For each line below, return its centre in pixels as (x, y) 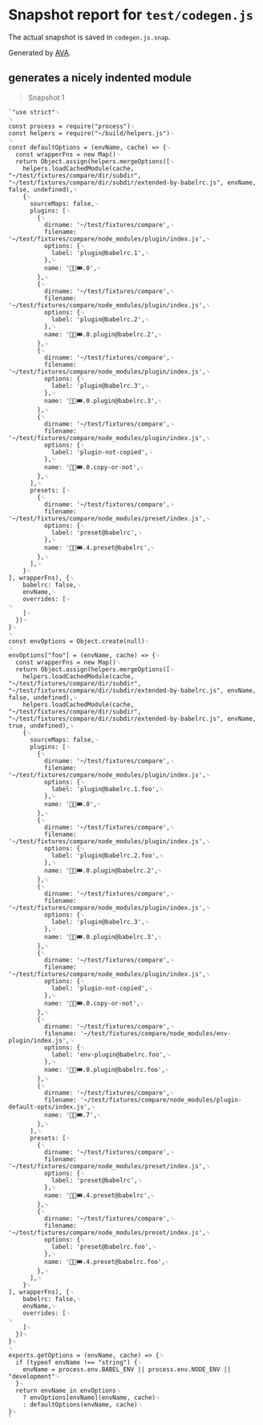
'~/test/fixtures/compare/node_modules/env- (155, 1033)
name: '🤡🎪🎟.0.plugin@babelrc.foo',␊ (106, 1069)
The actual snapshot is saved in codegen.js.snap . (89, 37)
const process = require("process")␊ (72, 126)
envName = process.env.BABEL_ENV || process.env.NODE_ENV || (127, 1369)
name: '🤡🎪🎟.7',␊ (72, 1115)
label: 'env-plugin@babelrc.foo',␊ (111, 1054)
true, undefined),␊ (41, 726)
